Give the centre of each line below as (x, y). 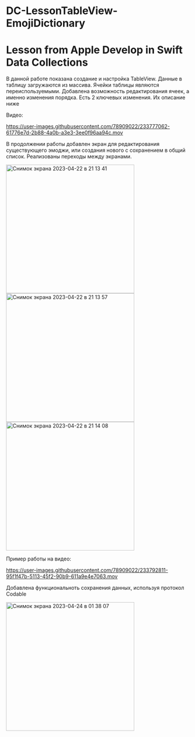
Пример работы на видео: (39, 559)
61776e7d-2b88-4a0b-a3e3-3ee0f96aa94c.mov (65, 133)
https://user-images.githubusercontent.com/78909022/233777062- (88, 127)
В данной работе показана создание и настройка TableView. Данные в (94, 79)
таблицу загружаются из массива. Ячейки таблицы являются (83, 85)
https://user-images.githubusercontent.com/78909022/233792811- (87, 570)
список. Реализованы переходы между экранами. (69, 157)
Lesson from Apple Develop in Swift (94, 50)
